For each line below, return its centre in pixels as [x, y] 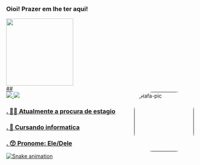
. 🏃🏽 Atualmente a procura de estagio [61, 111]
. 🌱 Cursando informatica [43, 127]
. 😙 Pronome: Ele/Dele [39, 144]
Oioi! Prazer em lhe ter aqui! [47, 9]
